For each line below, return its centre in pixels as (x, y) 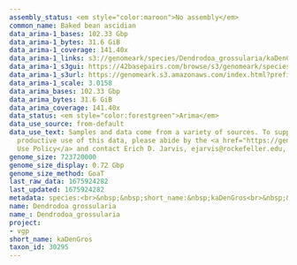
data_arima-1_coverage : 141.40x (69, 50)
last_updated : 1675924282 (57, 190)
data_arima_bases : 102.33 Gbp (65, 91)
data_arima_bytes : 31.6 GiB (61, 99)
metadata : (27, 198)
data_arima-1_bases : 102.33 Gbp (69, 34)
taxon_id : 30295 (39, 247)
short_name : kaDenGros (51, 239)
